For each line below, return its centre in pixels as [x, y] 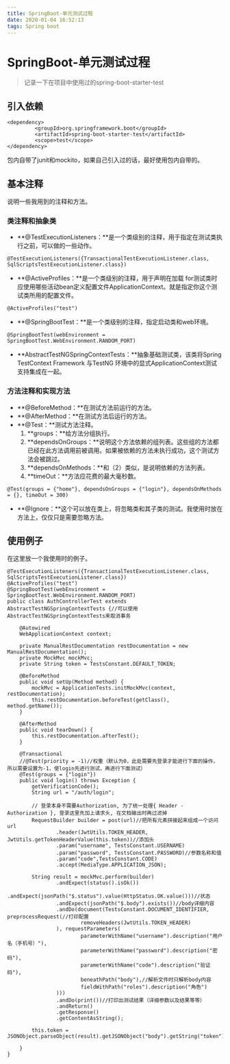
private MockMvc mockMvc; [56, 658]
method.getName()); [35, 706]
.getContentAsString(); [90, 1019]
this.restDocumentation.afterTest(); [85, 736]
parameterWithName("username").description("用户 [152, 936]
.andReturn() [75, 1006]
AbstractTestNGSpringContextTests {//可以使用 [73, 609]
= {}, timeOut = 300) [38, 495]
